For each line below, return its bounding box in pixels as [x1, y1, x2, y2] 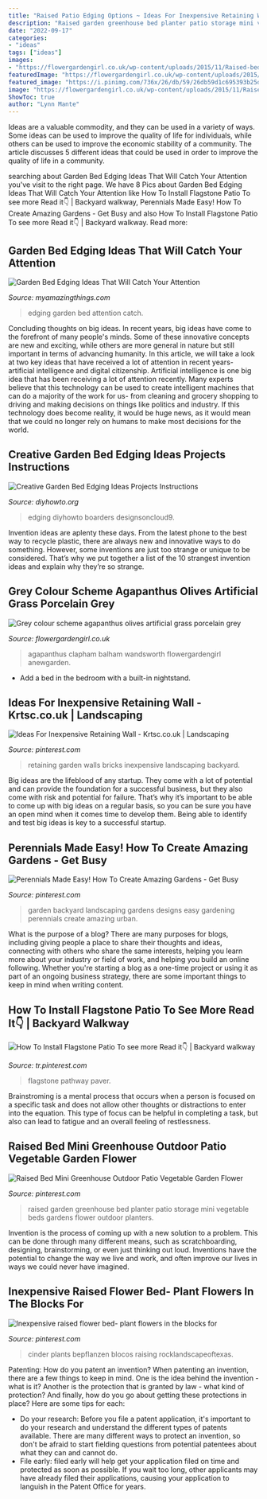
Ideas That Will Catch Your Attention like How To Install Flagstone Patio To [8, 189, 251, 198]
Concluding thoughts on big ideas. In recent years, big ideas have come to [8, 323, 252, 333]
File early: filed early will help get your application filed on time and [19, 1456, 240, 1466]
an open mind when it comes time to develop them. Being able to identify [8, 809, 248, 820]
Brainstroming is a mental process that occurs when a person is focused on [8, 1092, 256, 1100]
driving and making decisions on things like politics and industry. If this [8, 399, 240, 409]
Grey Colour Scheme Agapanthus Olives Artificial [8, 585, 258, 598]
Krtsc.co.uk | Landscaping [8, 708, 143, 722]
